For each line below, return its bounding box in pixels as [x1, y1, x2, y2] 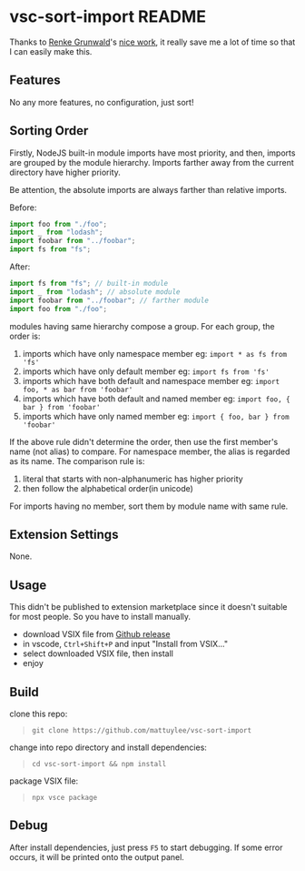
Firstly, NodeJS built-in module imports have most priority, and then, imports [9, 147, 296, 158]
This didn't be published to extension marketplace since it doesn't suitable [9, 602, 288, 613]
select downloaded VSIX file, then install [22, 648, 174, 659]
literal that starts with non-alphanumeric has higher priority [22, 473, 243, 484]
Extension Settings [9, 526, 119, 542]
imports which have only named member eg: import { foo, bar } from [22, 410, 290, 421]
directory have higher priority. [9, 167, 121, 177]
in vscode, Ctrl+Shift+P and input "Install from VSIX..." [22, 639, 229, 650]
